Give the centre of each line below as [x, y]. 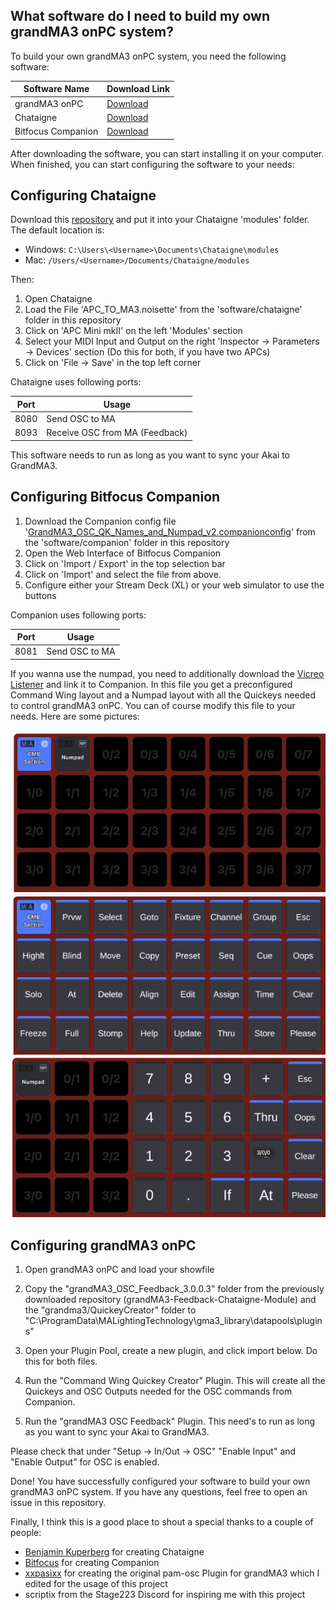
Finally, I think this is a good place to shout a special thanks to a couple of [162, 1522]
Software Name [56, 89]
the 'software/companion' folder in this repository [127, 542]
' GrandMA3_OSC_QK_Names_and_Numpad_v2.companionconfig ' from [170, 531]
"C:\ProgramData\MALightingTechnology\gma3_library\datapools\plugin [173, 1321]
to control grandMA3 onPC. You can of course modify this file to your [153, 705]
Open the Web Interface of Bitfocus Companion [123, 553]
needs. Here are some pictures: [75, 716]
